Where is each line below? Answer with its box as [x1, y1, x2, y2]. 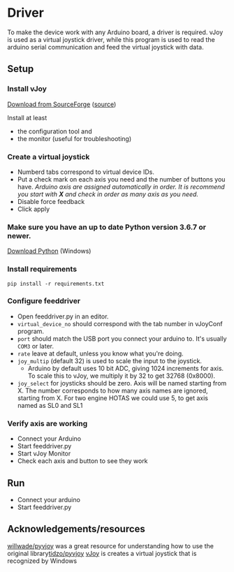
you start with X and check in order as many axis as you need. [17, 190, 199, 198]
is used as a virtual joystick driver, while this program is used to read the [7, 35, 215, 43]
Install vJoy [7, 84, 47, 94]
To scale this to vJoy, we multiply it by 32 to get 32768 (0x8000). [27, 372, 215, 380]
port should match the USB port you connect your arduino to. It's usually [17, 334, 227, 343]
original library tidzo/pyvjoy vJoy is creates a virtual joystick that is [7, 549, 197, 557]
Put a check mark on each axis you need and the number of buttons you [17, 175, 226, 183]
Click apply [17, 205, 50, 213]
